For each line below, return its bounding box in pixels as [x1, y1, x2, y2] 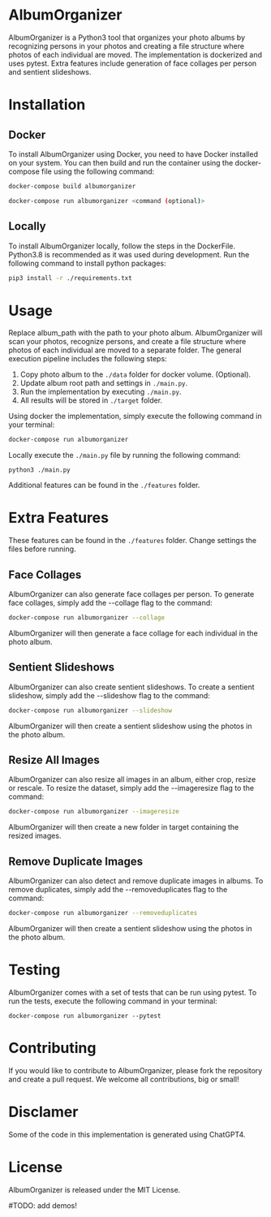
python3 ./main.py [8, 466, 71, 474]
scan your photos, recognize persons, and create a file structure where [8, 337, 247, 347]
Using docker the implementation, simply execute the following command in [8, 412, 262, 421]
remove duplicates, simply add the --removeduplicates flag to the [8, 885, 228, 894]
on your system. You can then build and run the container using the [8, 158, 234, 167]
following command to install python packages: [8, 258, 166, 268]
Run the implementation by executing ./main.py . [19, 387, 182, 397]
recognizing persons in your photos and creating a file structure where [8, 41, 245, 50]
